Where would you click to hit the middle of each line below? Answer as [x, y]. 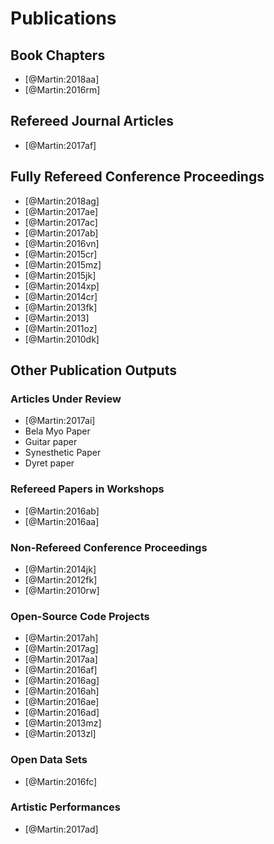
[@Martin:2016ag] [62, 681]
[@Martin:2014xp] [62, 286]
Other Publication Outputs [93, 370]
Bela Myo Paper [57, 431]
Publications [63, 18]
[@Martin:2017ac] [61, 222]
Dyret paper [49, 463]
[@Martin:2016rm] [62, 90]
